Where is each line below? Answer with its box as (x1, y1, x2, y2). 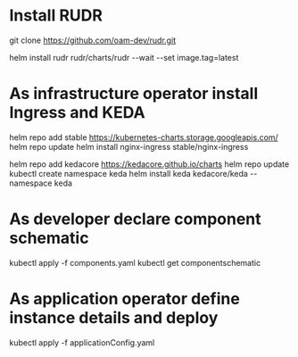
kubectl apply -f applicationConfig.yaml (9, 336, 155, 348)
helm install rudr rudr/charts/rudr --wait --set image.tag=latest (9, 52, 239, 62)
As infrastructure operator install (9, 84, 259, 104)
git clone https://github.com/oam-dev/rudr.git (9, 35, 177, 46)
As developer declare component (9, 209, 261, 229)
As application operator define (9, 289, 241, 309)
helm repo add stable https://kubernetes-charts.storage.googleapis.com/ (9, 131, 278, 143)
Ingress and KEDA (9, 103, 145, 123)
